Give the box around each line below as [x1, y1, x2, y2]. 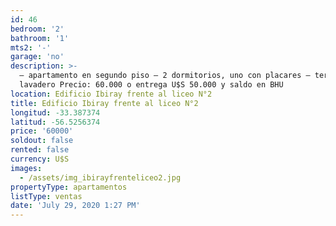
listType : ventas [10, 191, 83, 201]
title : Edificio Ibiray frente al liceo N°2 [10, 98, 199, 108]
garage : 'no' [10, 52, 65, 62]
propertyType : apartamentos [10, 182, 128, 192]
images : [10, 163, 43, 173]
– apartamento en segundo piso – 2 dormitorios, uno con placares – [19, 71, 311, 81]
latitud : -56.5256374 [10, 117, 101, 127]
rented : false [10, 145, 70, 155]
